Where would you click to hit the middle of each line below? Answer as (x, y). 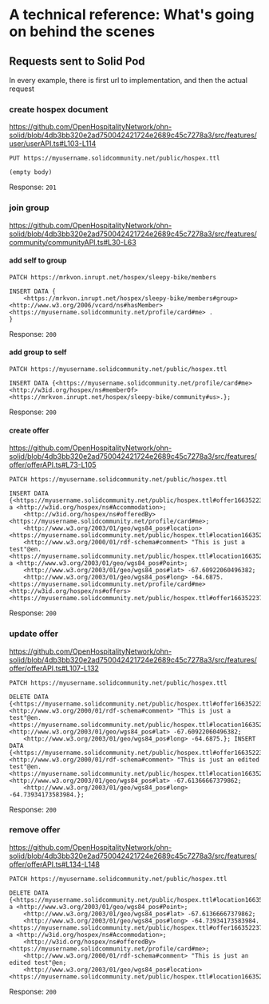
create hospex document (59, 109)
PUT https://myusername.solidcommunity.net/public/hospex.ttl (115, 158)
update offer (34, 634)
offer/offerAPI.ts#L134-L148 (55, 864)
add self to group (38, 260)
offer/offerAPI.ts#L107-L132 (54, 668)
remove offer (35, 830)
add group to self (38, 352)
